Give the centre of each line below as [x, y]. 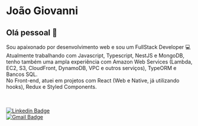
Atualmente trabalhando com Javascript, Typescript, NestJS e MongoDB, [95, 55]
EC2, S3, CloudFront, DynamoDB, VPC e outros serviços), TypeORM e [91, 68]
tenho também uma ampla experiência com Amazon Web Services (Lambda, [99, 62]
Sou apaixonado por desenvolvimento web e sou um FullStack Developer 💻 [98, 47]
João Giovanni [42, 11]
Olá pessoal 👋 [32, 33]
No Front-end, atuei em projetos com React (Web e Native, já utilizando [93, 80]
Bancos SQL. [22, 74]
